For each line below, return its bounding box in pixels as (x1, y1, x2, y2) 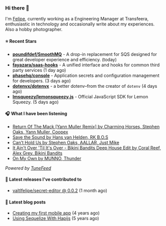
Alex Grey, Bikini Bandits (12, 150, 63, 156)
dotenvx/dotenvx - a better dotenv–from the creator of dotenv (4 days (12, 83, 158, 89)
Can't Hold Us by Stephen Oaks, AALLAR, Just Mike (12, 139, 120, 145)
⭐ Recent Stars (5, 38, 37, 44)
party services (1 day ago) (12, 67, 66, 73)
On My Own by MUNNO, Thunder (12, 155, 81, 161)
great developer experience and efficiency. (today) (12, 56, 117, 62)
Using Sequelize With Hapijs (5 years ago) (12, 216, 99, 222)
